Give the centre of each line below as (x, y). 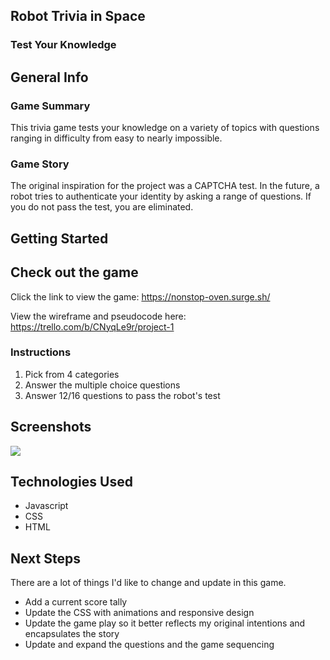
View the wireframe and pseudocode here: (98, 316)
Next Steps (45, 558)
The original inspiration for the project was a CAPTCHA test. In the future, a (165, 186)
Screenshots (51, 427)
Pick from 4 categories (72, 374)
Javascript (46, 506)
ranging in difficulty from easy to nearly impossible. (116, 138)
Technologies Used (71, 482)
